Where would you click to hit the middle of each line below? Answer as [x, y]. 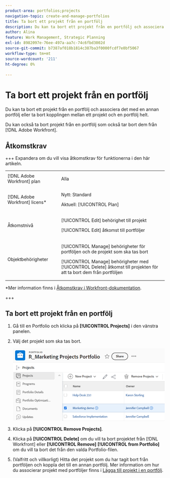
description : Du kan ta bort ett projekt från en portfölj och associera [85, 27]
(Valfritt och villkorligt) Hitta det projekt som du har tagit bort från [80, 459]
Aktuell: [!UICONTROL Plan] [90, 204]
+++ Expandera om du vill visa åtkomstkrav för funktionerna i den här [78, 158]
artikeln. [14, 163]
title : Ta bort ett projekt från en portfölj [54, 21]
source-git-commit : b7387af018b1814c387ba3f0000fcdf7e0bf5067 [72, 48]
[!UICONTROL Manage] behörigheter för [103, 246]
